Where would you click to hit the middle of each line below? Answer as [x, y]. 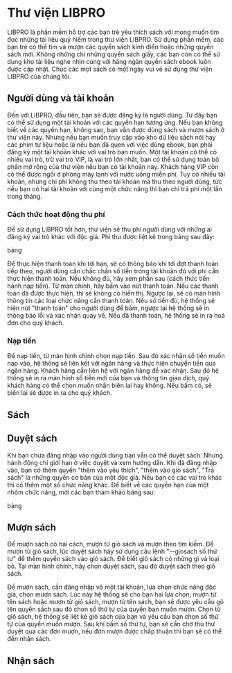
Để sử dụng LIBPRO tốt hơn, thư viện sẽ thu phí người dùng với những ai [110, 229]
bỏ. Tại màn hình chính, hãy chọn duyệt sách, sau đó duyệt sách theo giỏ [111, 566]
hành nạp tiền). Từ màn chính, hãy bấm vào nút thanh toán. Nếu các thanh [113, 286]
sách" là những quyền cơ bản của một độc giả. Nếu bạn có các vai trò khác [115, 477]
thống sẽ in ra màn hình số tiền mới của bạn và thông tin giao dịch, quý [108, 378]
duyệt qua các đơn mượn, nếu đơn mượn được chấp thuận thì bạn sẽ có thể [115, 631]
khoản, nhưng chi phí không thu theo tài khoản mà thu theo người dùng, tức [115, 181]
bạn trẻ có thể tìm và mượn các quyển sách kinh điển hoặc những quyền [110, 47]
